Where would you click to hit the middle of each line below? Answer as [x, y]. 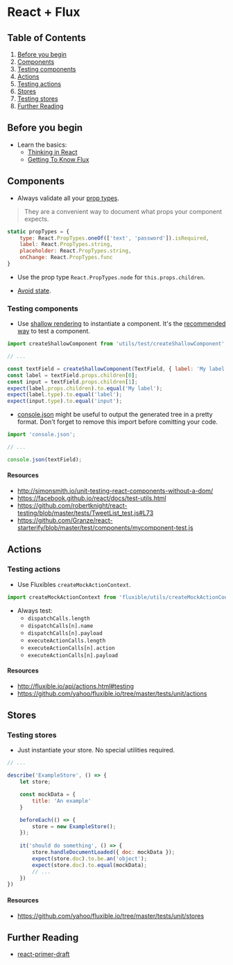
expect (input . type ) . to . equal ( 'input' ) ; [65, 401]
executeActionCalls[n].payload [73, 655]
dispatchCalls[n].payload [65, 633]
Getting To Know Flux [58, 159]
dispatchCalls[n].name [60, 626]
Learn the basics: [42, 145]
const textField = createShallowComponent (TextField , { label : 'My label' [118, 369]
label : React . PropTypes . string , [66, 245]
